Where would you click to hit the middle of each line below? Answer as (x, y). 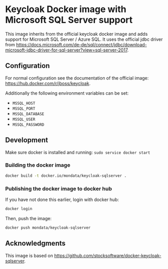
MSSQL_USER (24, 119)
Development (27, 140)
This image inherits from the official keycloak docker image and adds (76, 34)
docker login (19, 209)
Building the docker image (38, 165)
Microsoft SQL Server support (69, 20)
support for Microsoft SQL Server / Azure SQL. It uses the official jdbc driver (84, 39)
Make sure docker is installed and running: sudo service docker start (78, 152)
